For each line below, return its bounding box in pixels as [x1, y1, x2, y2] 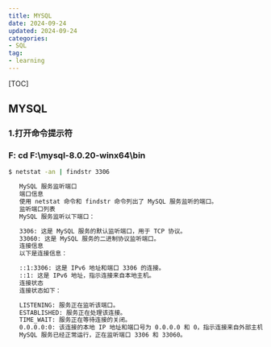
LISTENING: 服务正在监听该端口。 [19, 301, 119, 309]
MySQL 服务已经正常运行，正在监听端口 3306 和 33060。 [19, 331, 187, 339]
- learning [8, 57, 45, 65]
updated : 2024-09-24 [8, 27, 78, 35]
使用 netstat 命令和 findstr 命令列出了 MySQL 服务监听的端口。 [19, 198, 218, 206]
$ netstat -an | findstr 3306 [8, 168, 110, 176]
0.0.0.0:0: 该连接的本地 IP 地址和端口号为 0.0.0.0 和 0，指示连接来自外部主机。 [19, 324, 269, 332]
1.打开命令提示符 [8, 128, 73, 139]
